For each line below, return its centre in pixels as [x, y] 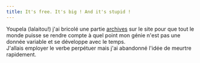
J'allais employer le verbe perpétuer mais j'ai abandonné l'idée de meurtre [99, 48]
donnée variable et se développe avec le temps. [66, 41]
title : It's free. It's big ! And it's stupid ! [69, 12]
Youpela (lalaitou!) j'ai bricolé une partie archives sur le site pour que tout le [100, 29]
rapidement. [21, 54]
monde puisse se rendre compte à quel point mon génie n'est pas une [93, 35]
